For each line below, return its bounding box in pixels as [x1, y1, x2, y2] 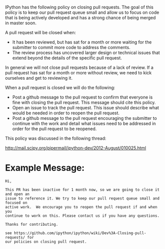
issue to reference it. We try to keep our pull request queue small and [5, 196, 160, 201]
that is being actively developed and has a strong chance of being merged [5, 15, 156, 20]
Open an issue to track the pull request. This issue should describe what [12, 105, 159, 110]
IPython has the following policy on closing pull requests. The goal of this [5, 4, 154, 10]
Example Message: [5, 162, 85, 174]
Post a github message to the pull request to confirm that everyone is [12, 94, 153, 100]
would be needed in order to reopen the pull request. [12, 110, 120, 116]
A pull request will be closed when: [5, 30, 76, 35]
